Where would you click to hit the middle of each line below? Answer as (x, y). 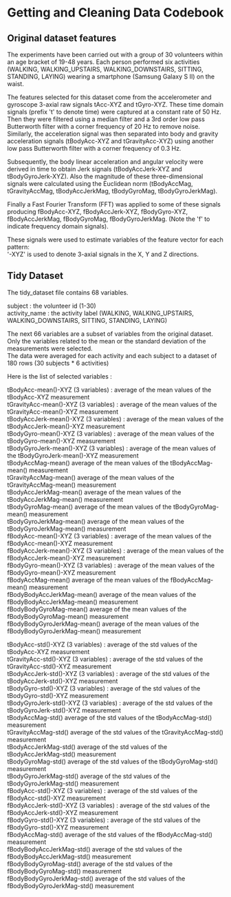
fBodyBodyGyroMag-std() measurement (64, 871)
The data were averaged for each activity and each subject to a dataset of (112, 355)
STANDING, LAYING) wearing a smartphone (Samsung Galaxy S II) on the (111, 76)
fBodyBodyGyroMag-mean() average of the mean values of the (97, 609)
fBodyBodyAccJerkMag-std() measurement (69, 856)
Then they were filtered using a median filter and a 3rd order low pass (106, 119)
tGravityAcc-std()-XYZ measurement (59, 666)
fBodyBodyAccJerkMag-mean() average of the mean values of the (102, 594)
